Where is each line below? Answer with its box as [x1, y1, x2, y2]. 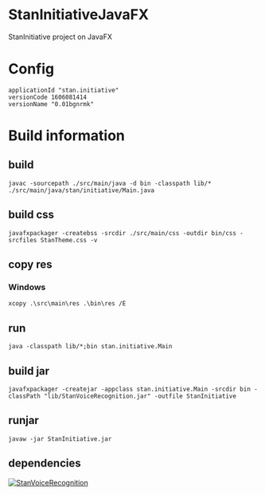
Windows [8, 281, 46, 293]
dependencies [8, 457, 81, 470]
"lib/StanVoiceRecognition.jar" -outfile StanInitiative [43, 392, 237, 400]
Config [8, 60, 54, 78]
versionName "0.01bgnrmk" [8, 100, 94, 108]
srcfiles [8, 236, 37, 244]
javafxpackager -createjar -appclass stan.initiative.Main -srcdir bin [8, 385, 251, 393]
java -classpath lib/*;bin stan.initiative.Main [8, 343, 173, 351]
